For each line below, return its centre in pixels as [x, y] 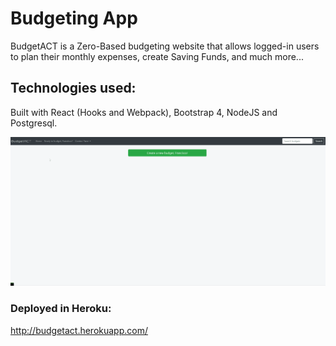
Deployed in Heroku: [61, 309]
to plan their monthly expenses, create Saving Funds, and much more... [157, 56]
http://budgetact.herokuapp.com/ [79, 330]
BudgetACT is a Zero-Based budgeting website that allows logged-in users [165, 46]
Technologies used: [73, 88]
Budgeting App [74, 18]
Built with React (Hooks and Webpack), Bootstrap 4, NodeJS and [144, 112]
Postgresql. [34, 123]
